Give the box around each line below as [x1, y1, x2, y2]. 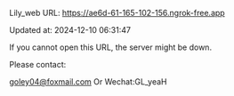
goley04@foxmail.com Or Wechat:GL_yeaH [9, 76, 167, 87]
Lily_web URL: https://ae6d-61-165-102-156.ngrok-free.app [9, 8, 225, 18]
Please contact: [9, 60, 67, 69]
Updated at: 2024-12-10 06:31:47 [9, 25, 132, 35]
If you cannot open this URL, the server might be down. [9, 42, 212, 52]
